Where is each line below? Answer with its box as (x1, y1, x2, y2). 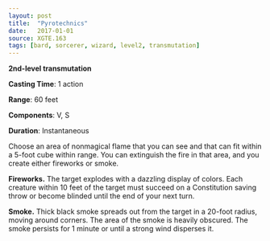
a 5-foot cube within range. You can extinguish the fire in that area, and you (8, 150, 260, 160)
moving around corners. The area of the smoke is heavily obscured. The (8, 215, 248, 225)
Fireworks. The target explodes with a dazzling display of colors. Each (8, 174, 243, 184)
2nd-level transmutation (8, 63, 92, 73)
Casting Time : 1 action (8, 80, 84, 89)
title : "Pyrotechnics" (8, 19, 89, 27)
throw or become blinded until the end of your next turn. (8, 191, 195, 201)
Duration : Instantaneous (8, 126, 89, 136)
